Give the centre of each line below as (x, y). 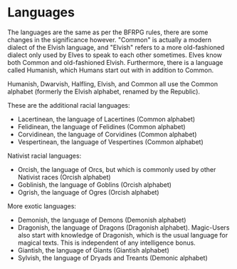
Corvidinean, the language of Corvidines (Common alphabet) (107, 134)
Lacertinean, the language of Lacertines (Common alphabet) (106, 119)
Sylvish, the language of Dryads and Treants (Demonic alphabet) (112, 258)
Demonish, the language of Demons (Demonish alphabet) (102, 220)
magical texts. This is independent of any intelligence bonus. (106, 243)
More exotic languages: (42, 206)
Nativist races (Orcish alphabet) (64, 177)
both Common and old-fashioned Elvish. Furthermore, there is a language (115, 62)
